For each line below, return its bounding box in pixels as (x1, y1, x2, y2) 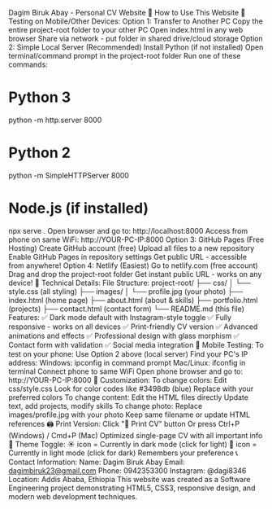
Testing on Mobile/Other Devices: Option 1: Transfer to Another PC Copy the (8, 16, 264, 26)
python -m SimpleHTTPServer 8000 (8, 170, 130, 180)
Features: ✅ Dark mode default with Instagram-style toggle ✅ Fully (8, 312, 232, 322)
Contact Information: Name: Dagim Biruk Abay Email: (8, 457, 185, 467)
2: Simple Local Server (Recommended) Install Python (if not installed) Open (8, 42, 264, 52)
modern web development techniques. (8, 491, 138, 501)
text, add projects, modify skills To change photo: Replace (8, 401, 203, 410)
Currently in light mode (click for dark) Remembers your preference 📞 (8, 448, 239, 458)
